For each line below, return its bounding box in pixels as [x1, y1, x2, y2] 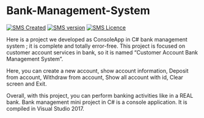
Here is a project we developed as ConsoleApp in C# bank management [6, 35, 188, 43]
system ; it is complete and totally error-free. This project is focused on [6, 42, 185, 50]
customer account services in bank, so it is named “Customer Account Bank [6, 48, 199, 56]
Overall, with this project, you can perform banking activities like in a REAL [6, 92, 194, 99]
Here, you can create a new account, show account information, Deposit [6, 67, 189, 74]
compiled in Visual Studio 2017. [6, 105, 84, 112]
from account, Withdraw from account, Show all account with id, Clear [6, 73, 183, 81]
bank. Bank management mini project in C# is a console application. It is [6, 98, 188, 106]
